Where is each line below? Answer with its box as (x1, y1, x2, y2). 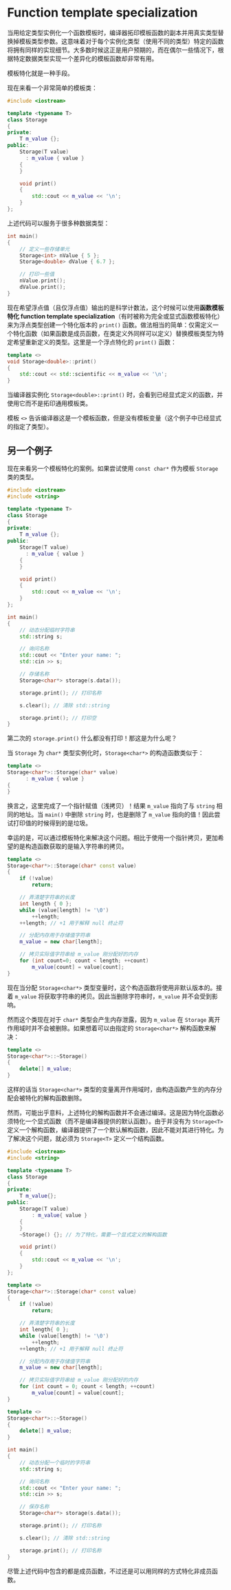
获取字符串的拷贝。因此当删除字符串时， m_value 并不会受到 (43, 992, 212, 1000)
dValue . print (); (19, 284, 67, 291)
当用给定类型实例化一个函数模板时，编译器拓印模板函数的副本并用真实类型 (7, 28, 218, 37)
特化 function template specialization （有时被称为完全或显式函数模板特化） (7, 312, 223, 320)
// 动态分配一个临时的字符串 (19, 1459, 91, 1466)
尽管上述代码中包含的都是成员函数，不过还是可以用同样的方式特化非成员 (7, 1567, 212, 1575)
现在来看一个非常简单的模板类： (7, 83, 98, 92)
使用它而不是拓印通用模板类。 (7, 399, 91, 407)
